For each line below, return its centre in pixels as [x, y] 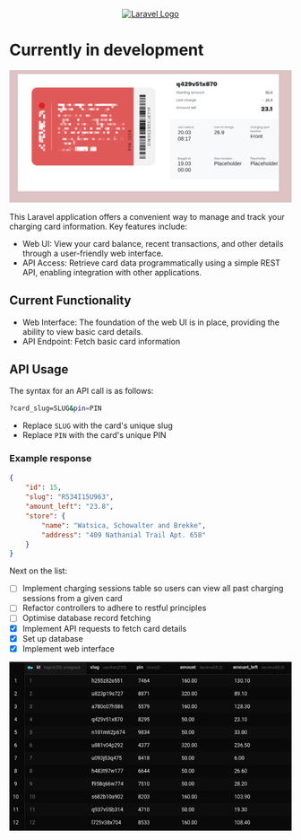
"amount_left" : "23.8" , [70, 507]
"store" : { [46, 516]
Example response [51, 459]
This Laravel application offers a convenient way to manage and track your [147, 216]
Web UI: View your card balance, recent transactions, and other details [153, 243]
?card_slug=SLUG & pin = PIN [56, 408]
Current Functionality [70, 301]
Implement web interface [68, 648]
